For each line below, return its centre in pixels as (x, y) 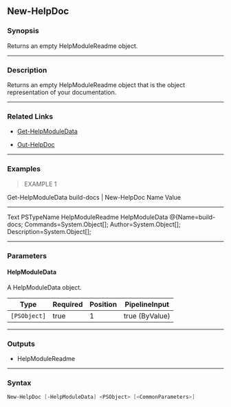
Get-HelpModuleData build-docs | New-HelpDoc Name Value (94, 197)
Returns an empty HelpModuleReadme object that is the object (96, 84)
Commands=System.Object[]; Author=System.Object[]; (102, 224)
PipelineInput (147, 304)
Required (68, 304)
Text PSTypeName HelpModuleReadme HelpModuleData (88, 217)
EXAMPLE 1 (40, 184)
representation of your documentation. (62, 92)
